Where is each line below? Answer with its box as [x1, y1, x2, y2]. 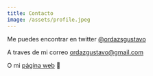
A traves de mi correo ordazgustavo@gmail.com [7, 48, 144, 56]
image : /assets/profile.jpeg [7, 16, 91, 23]
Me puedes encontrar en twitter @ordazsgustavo [7, 35, 146, 43]
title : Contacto [7, 9, 54, 17]
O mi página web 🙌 [7, 61, 60, 69]
